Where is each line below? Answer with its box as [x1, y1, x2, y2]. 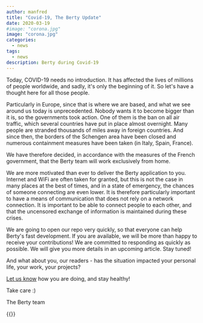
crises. [6, 214, 23, 221]
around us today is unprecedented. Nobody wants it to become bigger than [6, 107, 195, 114]
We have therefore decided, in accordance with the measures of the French [6, 151, 195, 158]
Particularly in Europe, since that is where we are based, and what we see [6, 100, 191, 108]
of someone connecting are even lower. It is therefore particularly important [6, 188, 195, 195]
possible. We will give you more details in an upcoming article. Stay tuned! [6, 245, 192, 252]
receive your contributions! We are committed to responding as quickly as [6, 238, 191, 246]
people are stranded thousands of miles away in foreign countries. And [6, 126, 184, 134]
